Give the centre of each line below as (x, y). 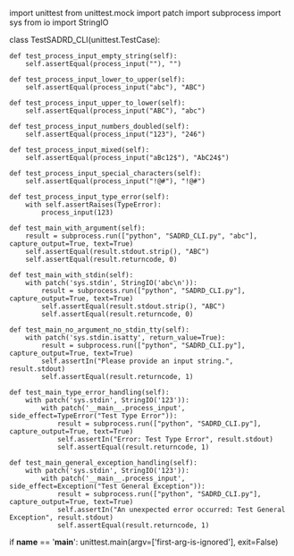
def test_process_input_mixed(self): (80, 150)
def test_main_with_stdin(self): (71, 275)
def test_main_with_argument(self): (77, 228)
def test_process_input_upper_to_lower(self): (97, 103)
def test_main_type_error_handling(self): (89, 392)
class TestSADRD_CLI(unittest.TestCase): (85, 40)
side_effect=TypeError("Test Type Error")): (93, 416)
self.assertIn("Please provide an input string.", (138, 361)
